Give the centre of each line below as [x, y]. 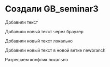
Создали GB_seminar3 [52, 9]
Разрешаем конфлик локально [37, 59]
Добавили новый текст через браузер [44, 31]
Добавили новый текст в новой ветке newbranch [55, 50]
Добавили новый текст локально [39, 41]
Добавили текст [21, 22]
